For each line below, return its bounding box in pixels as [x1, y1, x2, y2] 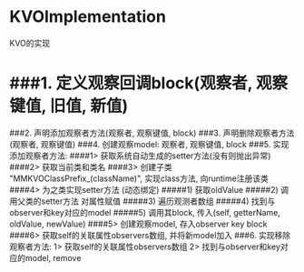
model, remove [25, 252, 82, 263]
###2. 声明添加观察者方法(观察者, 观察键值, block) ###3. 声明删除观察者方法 [9, 127, 295, 138]
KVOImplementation [9, 6, 166, 27]
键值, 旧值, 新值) [9, 96, 129, 116]
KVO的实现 [9, 37, 51, 48]
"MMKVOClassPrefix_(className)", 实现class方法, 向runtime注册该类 [9, 173, 270, 184]
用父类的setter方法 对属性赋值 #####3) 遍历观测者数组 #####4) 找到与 [9, 196, 276, 207]
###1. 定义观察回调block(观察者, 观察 [9, 73, 289, 94]
